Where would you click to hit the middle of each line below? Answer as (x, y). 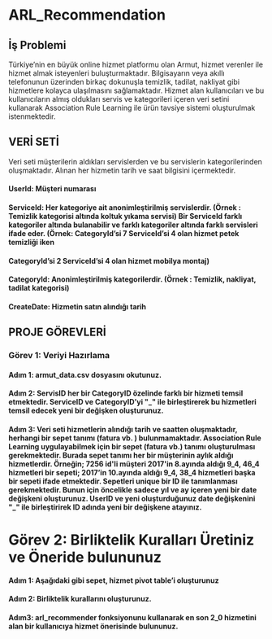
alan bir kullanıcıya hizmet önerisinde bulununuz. (93, 626)
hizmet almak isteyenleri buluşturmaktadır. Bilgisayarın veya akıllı (117, 73)
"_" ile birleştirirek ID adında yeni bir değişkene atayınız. (105, 507)
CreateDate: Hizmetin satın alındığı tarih (78, 306)
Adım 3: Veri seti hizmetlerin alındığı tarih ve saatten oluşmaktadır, (123, 429)
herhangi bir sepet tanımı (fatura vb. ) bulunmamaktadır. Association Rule (135, 438)
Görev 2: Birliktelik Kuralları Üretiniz (132, 540)
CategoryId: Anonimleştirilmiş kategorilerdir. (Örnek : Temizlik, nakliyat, (132, 279)
